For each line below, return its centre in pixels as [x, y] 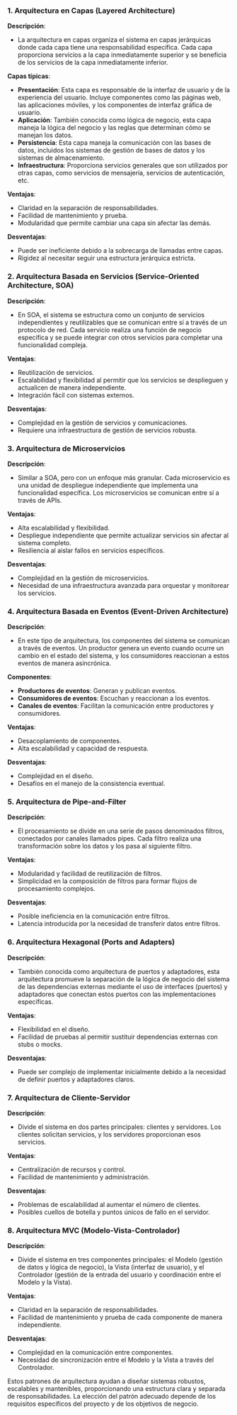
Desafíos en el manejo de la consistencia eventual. [91, 784]
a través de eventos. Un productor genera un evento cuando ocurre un [121, 648]
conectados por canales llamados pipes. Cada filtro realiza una [109, 838]
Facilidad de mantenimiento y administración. [83, 1177]
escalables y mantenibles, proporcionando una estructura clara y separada [117, 1389]
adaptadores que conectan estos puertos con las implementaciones [117, 994]
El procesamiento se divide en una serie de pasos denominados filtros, [121, 831]
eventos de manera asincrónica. [64, 663]
